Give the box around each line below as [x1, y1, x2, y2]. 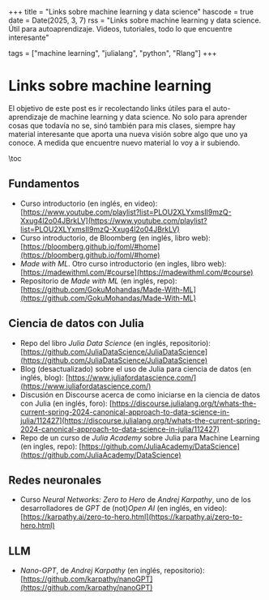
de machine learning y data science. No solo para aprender [49, 112, 248, 121]
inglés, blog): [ [19, 372, 69, 382]
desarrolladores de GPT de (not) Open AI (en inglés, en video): [19, 504, 228, 513]
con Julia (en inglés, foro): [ [19, 398, 113, 408]
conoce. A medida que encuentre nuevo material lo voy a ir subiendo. [8, 138, 241, 147]
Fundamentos [8, 177, 80, 191]
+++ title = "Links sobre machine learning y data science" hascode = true [8, 7, 254, 16]
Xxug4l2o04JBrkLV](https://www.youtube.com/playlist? [19, 215, 208, 225]
